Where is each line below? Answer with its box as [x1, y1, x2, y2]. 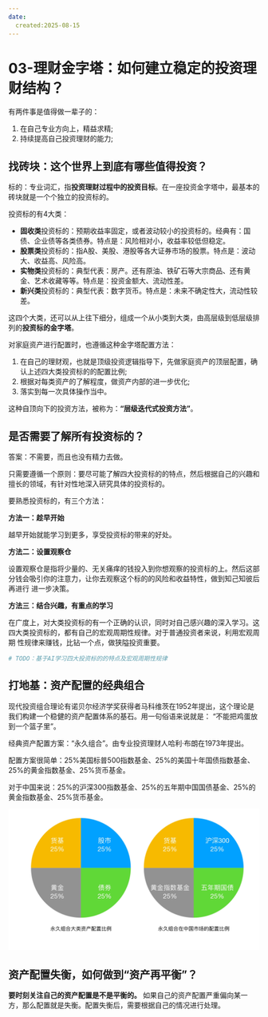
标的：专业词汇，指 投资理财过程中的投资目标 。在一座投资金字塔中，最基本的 [8, 182, 260, 192]
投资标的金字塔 [22, 323, 72, 333]
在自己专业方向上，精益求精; [19, 124, 114, 133]
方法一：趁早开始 [8, 513, 65, 523]
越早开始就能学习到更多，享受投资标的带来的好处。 [8, 530, 176, 540]
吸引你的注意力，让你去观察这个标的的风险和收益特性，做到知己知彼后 [29, 574, 260, 584]
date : [8, 13, 26, 21]
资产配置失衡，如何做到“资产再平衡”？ [8, 968, 198, 981]
